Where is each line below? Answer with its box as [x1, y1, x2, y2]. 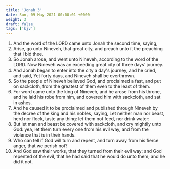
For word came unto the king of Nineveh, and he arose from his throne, [13, 89, 161, 95]
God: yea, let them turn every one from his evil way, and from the [13, 126, 149, 132]
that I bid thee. [13, 51, 44, 57]
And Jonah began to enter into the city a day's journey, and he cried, [13, 67, 156, 74]
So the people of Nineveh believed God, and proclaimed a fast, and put [13, 78, 161, 84]
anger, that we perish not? [13, 143, 68, 149]
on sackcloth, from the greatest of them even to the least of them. [13, 83, 151, 89]
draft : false [6, 21, 33, 27]
